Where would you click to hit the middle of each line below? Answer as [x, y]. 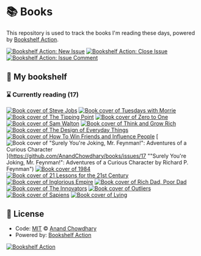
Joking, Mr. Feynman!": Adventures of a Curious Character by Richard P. [97, 162]
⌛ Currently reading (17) [43, 95]
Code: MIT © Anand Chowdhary [56, 229]
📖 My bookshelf [37, 77]
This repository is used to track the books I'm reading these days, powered [101, 33]
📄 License [25, 214]
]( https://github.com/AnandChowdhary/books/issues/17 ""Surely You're [96, 156]
